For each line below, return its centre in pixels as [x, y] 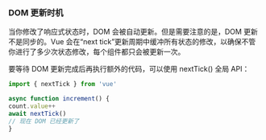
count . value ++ [32, 106]
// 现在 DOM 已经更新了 [44, 121]
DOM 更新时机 [36, 12]
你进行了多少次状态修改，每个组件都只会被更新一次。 [97, 52]
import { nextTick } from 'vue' [62, 84]
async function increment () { [59, 99]
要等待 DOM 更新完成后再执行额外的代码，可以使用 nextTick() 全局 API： [129, 69]
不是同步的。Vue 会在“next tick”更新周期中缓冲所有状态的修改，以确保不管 [132, 42]
